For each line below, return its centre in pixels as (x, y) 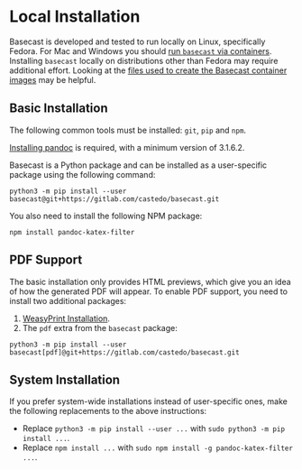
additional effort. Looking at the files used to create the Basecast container (148, 70)
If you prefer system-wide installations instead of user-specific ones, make (149, 401)
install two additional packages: (68, 300)
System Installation (64, 379)
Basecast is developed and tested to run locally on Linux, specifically (137, 41)
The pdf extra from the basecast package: (100, 327)
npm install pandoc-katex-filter (72, 232)
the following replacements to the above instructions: (108, 411)
